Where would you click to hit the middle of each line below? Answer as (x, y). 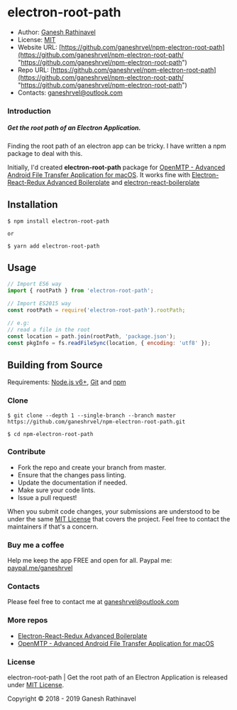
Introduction (29, 111)
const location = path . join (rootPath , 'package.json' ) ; (92, 336)
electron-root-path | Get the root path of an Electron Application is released (118, 677)
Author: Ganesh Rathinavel (56, 32)
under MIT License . (36, 685)
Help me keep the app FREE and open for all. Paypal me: (90, 561)
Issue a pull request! (47, 497)
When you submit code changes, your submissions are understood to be (114, 511)
